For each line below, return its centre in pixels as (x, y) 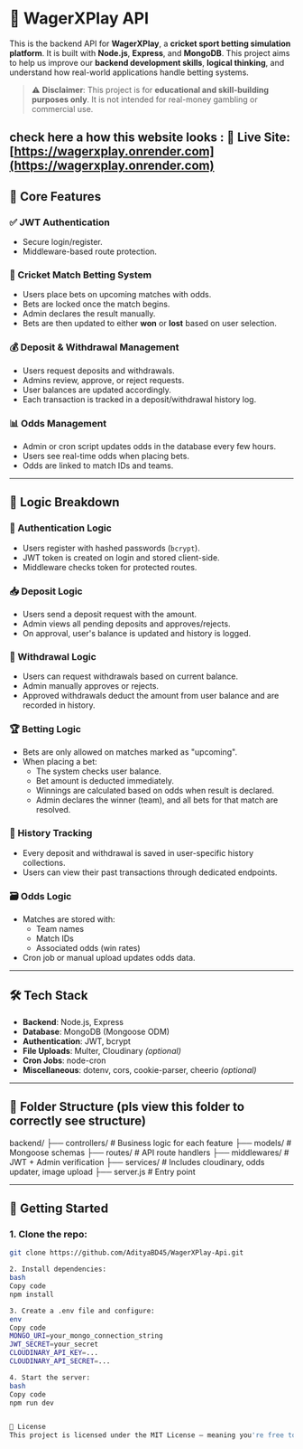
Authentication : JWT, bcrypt (76, 1041)
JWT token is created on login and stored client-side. (121, 557)
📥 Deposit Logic (46, 591)
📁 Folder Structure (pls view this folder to (127, 1107)
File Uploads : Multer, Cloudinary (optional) (102, 1050)
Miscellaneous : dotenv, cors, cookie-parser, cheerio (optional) (139, 1069)
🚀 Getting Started (59, 1209)
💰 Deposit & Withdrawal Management (94, 347)
